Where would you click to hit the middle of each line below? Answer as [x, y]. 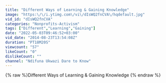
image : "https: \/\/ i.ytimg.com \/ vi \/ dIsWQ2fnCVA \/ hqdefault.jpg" [75, 14]
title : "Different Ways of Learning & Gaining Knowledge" [67, 10]
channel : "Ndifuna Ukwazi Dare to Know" [48, 61]
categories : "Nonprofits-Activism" [43, 24]
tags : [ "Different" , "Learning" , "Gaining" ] [50, 28]
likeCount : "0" [21, 51]
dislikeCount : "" [23, 56]
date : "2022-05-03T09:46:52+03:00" [43, 33]
